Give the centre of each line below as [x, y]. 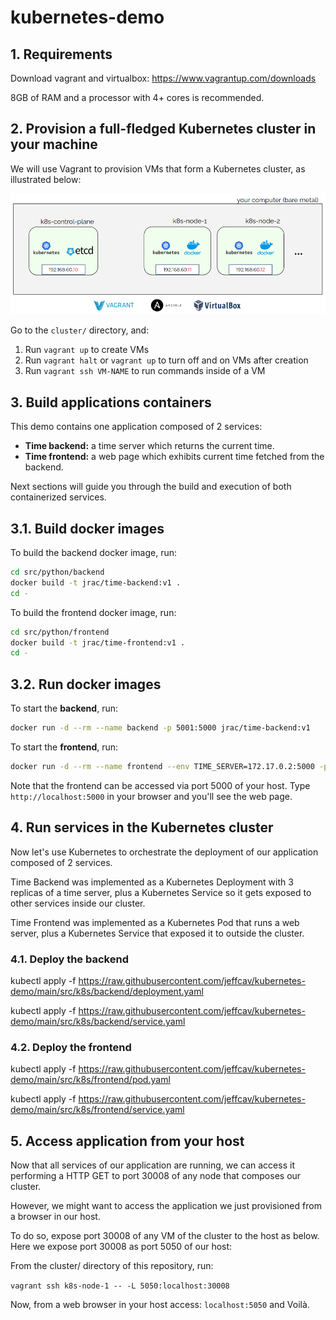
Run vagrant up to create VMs [87, 350]
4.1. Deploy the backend [69, 959]
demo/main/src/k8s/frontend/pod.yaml [90, 1080]
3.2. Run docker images [86, 684]
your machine [54, 144]
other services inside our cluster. [78, 903]
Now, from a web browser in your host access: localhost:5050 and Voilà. [160, 1305]
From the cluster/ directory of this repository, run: [112, 1266]
